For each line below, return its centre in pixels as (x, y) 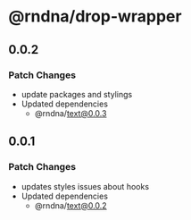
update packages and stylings (77, 94)
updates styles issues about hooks (85, 186)
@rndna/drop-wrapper (95, 17)
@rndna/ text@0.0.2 (71, 205)
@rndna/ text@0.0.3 (71, 113)
